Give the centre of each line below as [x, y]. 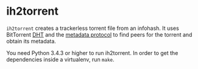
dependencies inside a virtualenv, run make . [60, 59]
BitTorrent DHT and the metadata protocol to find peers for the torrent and [99, 34]
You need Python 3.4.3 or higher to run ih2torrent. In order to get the [92, 53]
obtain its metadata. [31, 41]
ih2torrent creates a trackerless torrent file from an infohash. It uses [93, 28]
